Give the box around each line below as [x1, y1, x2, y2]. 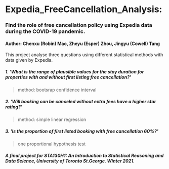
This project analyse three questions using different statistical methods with [5, 52, 163, 58]
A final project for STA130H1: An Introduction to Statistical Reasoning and [5, 152, 164, 158]
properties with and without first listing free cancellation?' [5, 74, 132, 80]
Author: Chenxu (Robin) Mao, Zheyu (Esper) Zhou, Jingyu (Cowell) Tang [5, 40, 160, 47]
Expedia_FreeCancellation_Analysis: [5, 4, 162, 15]
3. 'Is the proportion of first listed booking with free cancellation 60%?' [5, 128, 158, 134]
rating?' [5, 104, 23, 110]
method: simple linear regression [17, 116, 87, 122]
